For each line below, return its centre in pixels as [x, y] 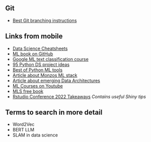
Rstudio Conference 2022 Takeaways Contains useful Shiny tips [79, 96]
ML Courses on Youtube [37, 86]
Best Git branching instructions [45, 20]
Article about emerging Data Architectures [56, 81]
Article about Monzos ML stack [45, 75]
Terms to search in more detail [54, 113]
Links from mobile [34, 37]
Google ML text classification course [51, 59]
